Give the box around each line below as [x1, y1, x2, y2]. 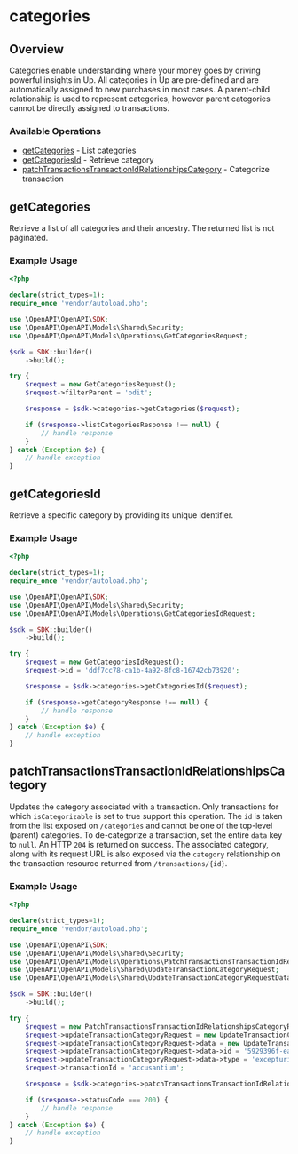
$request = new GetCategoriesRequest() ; [25, 380, 176, 389]
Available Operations [9, 124, 102, 137]
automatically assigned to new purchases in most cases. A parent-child [9, 84, 271, 94]
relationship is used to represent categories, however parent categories [9, 93, 271, 104]
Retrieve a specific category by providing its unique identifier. [9, 509, 234, 521]
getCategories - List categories [21, 145, 137, 156]
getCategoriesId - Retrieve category [21, 155, 154, 165]
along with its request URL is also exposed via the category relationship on [9, 848, 281, 859]
